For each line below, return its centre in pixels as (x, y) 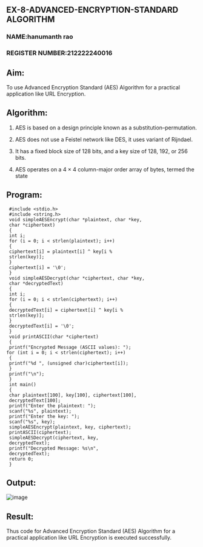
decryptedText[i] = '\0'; (42, 326)
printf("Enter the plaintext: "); (52, 406)
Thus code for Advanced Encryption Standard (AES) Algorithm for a (91, 531)
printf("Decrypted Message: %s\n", (54, 448)
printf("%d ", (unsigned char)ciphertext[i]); (69, 363)
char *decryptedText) (36, 283)
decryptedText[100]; (35, 401)
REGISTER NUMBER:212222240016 (59, 53)
